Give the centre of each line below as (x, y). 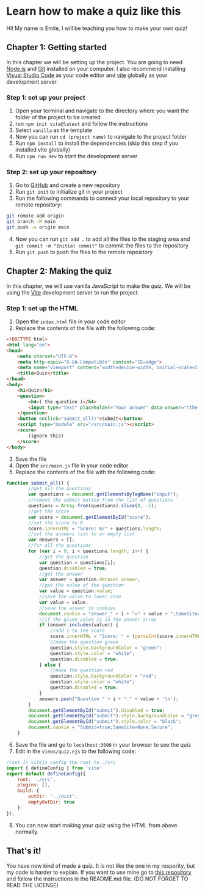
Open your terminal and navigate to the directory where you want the (102, 111)
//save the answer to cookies (77, 608)
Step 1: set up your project (46, 97)
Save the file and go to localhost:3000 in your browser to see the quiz (103, 744)
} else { (50, 665)
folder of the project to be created (58, 117)
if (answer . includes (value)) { (79, 625)
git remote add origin (35, 216)
